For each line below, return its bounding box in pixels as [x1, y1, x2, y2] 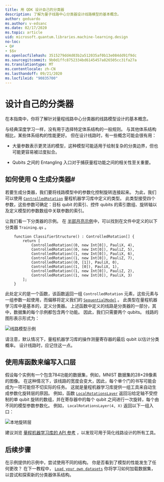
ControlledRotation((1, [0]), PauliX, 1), [31, 264, 119, 269]
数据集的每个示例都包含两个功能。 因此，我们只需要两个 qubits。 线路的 [13, 309, 159, 315]
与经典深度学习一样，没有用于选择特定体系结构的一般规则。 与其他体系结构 [5, 126, 157, 132]
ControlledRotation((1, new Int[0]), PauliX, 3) [31, 272, 133, 278]
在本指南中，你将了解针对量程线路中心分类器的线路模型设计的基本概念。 [5, 116, 151, 121]
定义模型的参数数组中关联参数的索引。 [9, 208, 87, 213]
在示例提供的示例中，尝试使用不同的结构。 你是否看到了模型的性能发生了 [5, 459, 152, 465]
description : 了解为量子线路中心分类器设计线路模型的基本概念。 [5, 12, 121, 17]
